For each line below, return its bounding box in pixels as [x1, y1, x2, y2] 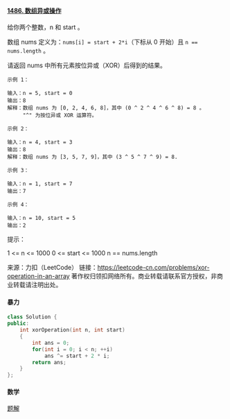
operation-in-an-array [7, 272, 71, 280]
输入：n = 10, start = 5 [7, 215, 76, 222]
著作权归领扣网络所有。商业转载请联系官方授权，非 [71, 272, 218, 280]
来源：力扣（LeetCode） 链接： [7, 264, 98, 272]
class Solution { [7, 314, 57, 320]
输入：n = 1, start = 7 [7, 180, 73, 187]
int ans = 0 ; [32, 339, 70, 346]
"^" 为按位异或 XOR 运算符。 [22, 112, 98, 119]
